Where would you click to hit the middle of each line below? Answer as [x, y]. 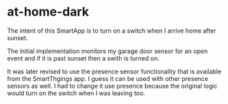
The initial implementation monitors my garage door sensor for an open [107, 51]
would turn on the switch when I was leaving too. [76, 93]
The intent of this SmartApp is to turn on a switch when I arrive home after [112, 31]
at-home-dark [48, 12]
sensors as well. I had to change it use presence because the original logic [112, 86]
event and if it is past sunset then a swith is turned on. [83, 58]
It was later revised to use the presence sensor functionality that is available [114, 71]
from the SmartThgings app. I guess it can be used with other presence [108, 78]
